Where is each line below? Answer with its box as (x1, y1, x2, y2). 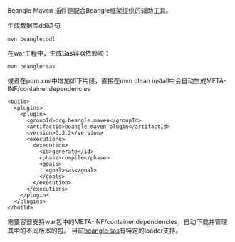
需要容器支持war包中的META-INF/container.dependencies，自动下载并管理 (7, 218, 228, 226)
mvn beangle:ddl (7, 36, 56, 43)
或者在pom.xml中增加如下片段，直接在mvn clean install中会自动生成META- (7, 77, 226, 85)
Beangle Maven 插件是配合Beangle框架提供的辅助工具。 (7, 6, 172, 14)
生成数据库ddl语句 (7, 21, 61, 30)
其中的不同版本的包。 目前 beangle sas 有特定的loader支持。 (7, 226, 182, 235)
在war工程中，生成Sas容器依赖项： (7, 49, 110, 57)
